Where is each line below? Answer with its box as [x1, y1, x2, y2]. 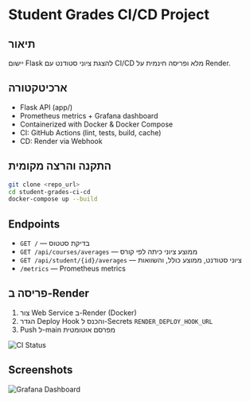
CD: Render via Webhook [19, 136, 103, 146]
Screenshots [8, 364, 73, 377]
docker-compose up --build [8, 195, 98, 204]
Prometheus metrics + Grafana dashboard [19, 111, 158, 120]
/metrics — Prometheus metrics [19, 264, 126, 274]
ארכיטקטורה [8, 81, 68, 95]
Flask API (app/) [19, 102, 73, 112]
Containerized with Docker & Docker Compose [19, 119, 174, 129]
